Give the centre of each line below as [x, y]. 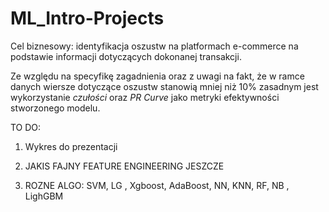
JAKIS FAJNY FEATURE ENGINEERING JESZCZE [124, 166]
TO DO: [26, 127]
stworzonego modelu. [55, 108]
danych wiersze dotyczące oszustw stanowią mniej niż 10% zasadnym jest [164, 86]
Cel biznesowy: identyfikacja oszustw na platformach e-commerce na [154, 46]
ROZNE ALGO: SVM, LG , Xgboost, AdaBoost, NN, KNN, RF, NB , [157, 185]
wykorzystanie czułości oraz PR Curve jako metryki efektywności [145, 97]
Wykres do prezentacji [71, 146]
